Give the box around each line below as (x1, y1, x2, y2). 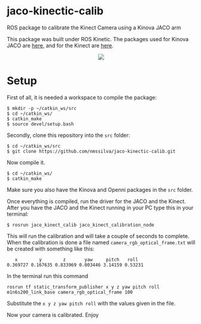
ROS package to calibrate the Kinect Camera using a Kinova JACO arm (7, 24, 181, 31)
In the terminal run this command (7, 272, 89, 279)
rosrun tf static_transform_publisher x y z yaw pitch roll (7, 284, 160, 290)
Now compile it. (7, 158, 45, 166)
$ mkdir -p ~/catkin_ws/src (7, 105, 77, 111)
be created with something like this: (7, 245, 95, 252)
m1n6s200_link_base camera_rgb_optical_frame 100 (7, 289, 133, 295)
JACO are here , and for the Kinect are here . (7, 42, 114, 49)
